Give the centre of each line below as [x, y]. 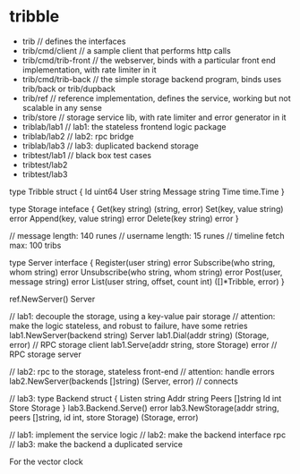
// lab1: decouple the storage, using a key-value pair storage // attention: [142, 316]
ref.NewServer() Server [52, 299]
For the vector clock [46, 461]
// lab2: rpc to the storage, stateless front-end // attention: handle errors [142, 371]
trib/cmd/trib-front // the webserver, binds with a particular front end [149, 60]
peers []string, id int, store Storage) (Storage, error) [104, 417]
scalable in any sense [62, 107]
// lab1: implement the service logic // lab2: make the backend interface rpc [148, 435]
